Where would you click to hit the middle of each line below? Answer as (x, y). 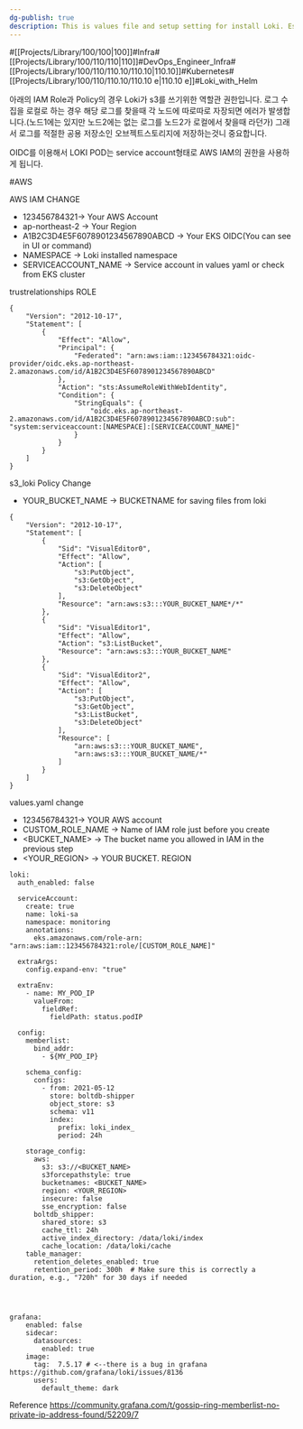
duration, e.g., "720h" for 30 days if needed (98, 1277)
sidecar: (42, 1332)
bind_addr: (54, 1048)
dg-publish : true (42, 18)
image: (38, 1356)
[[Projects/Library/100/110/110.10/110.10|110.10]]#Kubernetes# (122, 71)
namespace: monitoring (68, 922)
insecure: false (72, 1198)
